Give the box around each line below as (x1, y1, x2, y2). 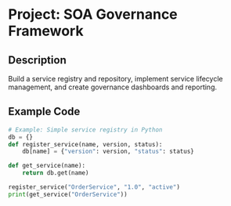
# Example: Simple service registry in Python (8, 125, 163, 134)
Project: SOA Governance (8, 5, 178, 23)
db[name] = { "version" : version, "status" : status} (22, 147, 194, 156)
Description (8, 53, 67, 67)
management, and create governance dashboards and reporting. (8, 82, 218, 92)
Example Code (8, 105, 81, 118)
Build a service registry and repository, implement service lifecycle (8, 74, 223, 83)
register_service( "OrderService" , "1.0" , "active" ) (8, 183, 180, 191)
